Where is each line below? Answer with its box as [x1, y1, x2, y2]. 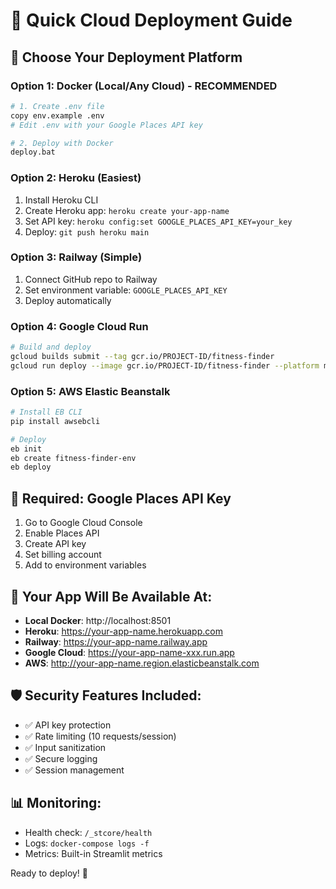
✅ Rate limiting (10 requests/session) [24, 730, 177, 742]
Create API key [24, 538, 87, 550]
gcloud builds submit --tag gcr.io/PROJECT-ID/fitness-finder [10, 352, 275, 362]
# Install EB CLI [10, 407, 83, 418]
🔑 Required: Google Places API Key [10, 490, 232, 507]
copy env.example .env [10, 110, 105, 121]
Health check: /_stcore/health [24, 826, 153, 838]
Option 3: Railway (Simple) [10, 250, 143, 264]
